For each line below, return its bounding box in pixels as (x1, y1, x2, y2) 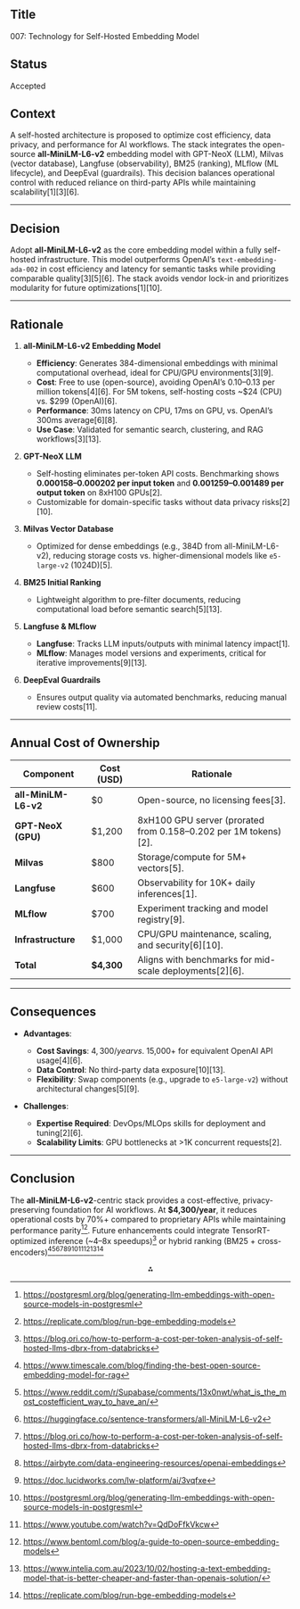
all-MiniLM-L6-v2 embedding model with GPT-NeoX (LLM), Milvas (37, 149, 284, 160)
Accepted (10, 80, 46, 91)
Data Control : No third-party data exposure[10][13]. (36, 1064, 226, 1074)
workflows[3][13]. (36, 434, 101, 444)
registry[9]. (137, 913, 185, 925)
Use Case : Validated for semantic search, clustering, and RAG (36, 424, 264, 435)
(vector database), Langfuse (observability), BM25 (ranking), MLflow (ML (10, 158, 280, 169)
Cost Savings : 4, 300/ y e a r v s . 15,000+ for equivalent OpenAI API (36, 1045, 273, 1056)
